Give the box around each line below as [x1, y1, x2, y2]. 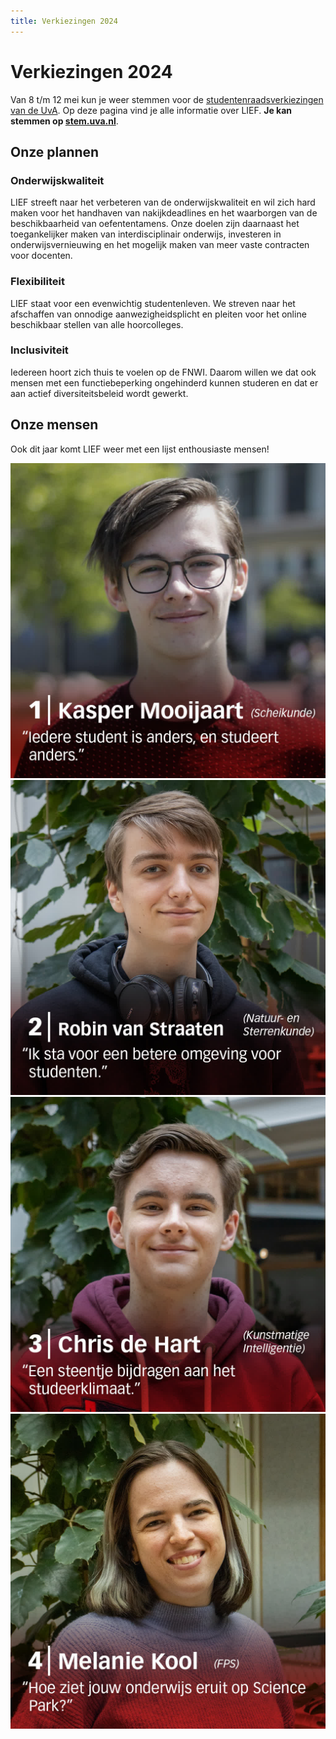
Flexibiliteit [10, 275, 65, 289]
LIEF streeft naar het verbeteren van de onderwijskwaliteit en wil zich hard [10, 196, 316, 209]
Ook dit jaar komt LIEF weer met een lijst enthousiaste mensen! [10, 443, 270, 455]
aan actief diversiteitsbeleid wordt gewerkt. [10, 387, 189, 399]
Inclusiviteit [10, 343, 69, 357]
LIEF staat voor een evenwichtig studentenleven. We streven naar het [10, 297, 296, 309]
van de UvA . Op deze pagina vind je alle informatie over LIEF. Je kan [10, 104, 293, 116]
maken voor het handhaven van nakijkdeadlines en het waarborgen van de [10, 207, 318, 219]
